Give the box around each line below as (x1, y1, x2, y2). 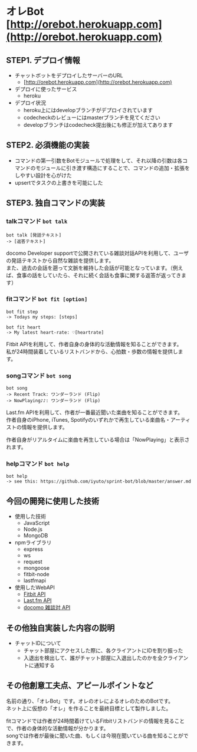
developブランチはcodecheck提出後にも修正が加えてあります (23, 121, 173, 128)
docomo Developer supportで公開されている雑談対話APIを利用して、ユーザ (6, 249, 189, 257)
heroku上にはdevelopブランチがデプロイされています (23, 107, 153, 113)
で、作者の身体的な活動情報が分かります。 (6, 724, 109, 731)
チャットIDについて (14, 640, 62, 647)
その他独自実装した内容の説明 (6, 623, 115, 633)
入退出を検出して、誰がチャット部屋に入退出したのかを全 (23, 655, 163, 662)
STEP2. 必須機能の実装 (6, 140, 90, 150)
